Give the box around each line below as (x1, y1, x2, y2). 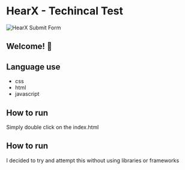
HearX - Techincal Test (6, 4, 124, 18)
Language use (6, 62, 61, 72)
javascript (14, 90, 40, 98)
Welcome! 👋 (6, 41, 52, 51)
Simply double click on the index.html (6, 123, 99, 130)
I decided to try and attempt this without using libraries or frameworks (6, 157, 180, 164)
